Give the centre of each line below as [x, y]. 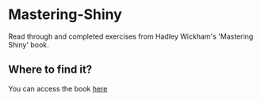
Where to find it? [50, 70]
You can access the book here [58, 88]
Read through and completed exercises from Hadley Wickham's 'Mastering [131, 36]
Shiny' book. [29, 44]
